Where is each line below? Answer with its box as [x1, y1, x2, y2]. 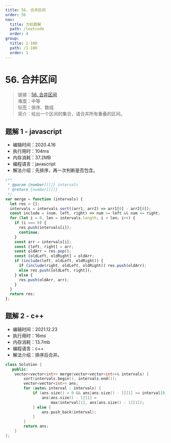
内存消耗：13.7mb [12, 339, 50, 345]
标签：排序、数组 [17, 104, 54, 110]
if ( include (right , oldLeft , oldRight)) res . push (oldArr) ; [18, 263, 147, 268]
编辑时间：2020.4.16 [12, 142, 56, 148]
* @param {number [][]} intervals [7, 182, 79, 188]
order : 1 [10, 50, 28, 55]
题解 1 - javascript [5, 127, 62, 136]
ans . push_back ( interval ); [41, 409, 97, 414]
